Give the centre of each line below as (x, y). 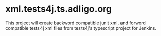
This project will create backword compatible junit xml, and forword (75, 23)
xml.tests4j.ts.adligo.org (59, 9)
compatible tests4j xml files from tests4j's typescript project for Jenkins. (81, 28)
